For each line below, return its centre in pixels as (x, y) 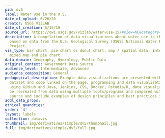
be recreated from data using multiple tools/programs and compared (81, 92)
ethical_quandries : (25, 105)
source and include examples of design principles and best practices (83, 96)
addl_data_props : (23, 101)
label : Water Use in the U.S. (36, 14)
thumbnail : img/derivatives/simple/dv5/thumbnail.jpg (61, 123)
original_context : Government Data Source (49, 64)
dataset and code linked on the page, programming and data (72, 82)
